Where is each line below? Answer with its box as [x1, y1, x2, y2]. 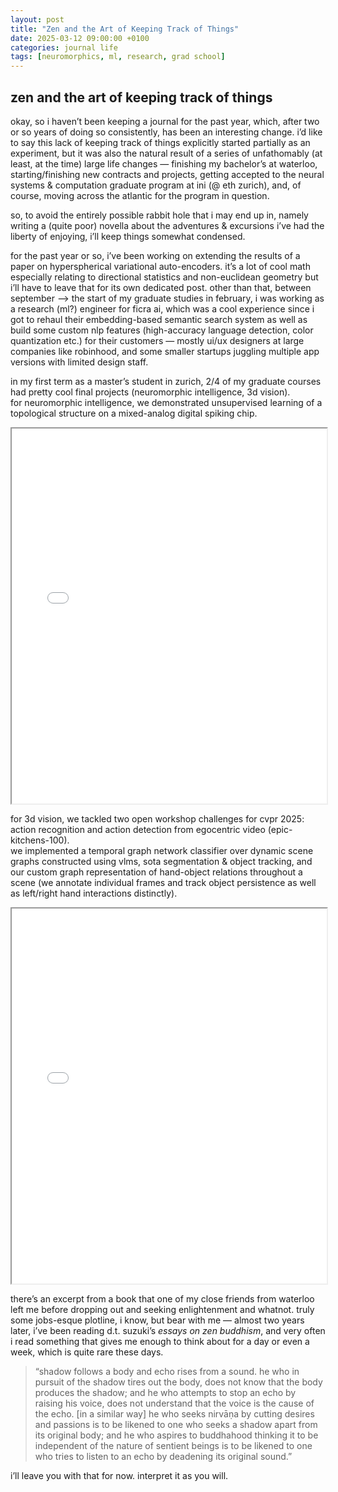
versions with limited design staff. [10, 356, 149, 368]
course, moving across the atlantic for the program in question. [10, 189, 270, 201]
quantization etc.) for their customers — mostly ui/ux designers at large [10, 334, 305, 346]
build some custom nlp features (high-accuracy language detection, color [10, 324, 314, 336]
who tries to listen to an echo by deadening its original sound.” [34, 1450, 293, 1462]
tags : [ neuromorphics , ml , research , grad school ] [10, 52, 226, 62]
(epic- [267, 823, 293, 835]
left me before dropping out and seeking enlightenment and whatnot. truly [10, 1303, 315, 1315]
